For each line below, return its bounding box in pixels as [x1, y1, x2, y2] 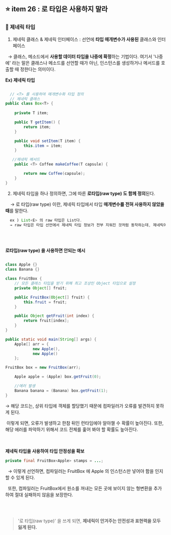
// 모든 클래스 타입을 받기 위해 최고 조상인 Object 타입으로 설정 [14, 281, 136, 286]
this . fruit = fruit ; [23, 300, 67, 305]
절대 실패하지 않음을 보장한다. [14, 491, 73, 498]
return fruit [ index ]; [23, 318, 70, 324]
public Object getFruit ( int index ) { [14, 313, 95, 318]
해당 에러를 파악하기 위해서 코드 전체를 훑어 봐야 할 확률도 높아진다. [5, 426, 138, 432]
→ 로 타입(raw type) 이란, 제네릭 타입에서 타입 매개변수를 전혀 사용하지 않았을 [10, 201, 164, 207]
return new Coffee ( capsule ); [23, 171, 85, 176]
